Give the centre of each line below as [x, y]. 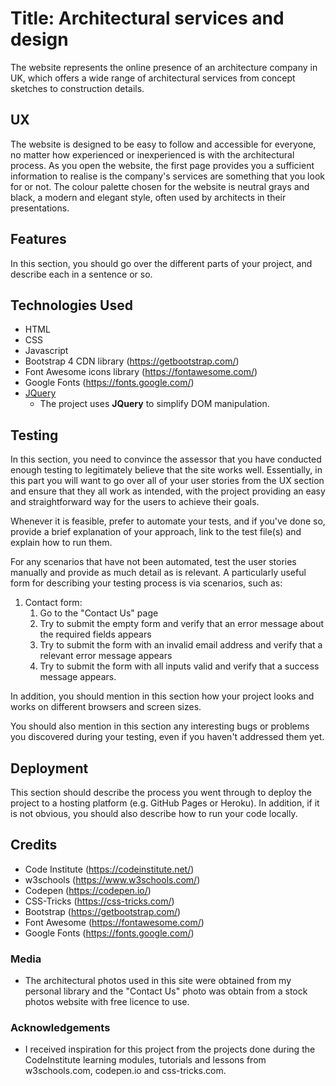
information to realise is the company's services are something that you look [167, 176]
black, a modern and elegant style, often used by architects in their [148, 197]
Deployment [49, 768]
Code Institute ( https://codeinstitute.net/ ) [109, 869]
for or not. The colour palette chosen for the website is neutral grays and [160, 186]
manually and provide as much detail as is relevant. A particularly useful [158, 573]
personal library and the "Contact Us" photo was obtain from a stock [166, 991]
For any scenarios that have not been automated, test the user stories [153, 562]
